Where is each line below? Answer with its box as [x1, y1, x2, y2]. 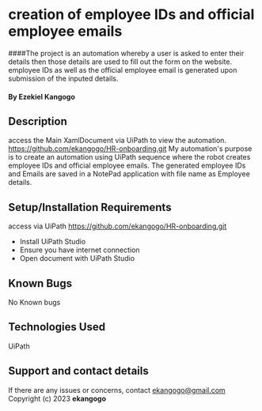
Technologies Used [8, 320, 105, 334]
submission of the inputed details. [8, 74, 119, 83]
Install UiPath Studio [19, 237, 86, 247]
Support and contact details [8, 364, 149, 378]
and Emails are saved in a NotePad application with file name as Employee [8, 169, 251, 179]
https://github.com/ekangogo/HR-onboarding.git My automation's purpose [8, 144, 253, 153]
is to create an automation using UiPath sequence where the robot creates [8, 153, 251, 162]
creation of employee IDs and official [8, 6, 255, 24]
